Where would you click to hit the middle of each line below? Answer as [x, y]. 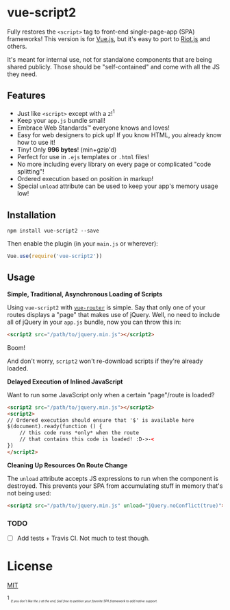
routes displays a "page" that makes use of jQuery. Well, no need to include [114, 314]
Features [26, 96]
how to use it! [36, 143]
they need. [22, 74]
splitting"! [30, 172]
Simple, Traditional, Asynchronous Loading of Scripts [85, 294]
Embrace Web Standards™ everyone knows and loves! [93, 128]
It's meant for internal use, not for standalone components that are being [110, 59]
